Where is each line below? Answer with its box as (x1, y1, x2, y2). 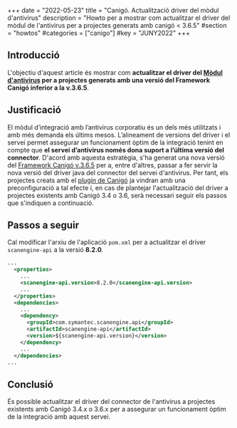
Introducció (7, 49, 60, 61)
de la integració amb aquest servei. (7, 412, 111, 421)
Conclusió (7, 378, 53, 390)
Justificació (7, 104, 62, 116)
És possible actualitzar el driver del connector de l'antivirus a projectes (7, 397, 216, 406)
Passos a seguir (7, 219, 80, 231)
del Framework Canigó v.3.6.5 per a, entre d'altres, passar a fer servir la (7, 160, 218, 169)
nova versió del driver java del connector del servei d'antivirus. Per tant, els (7, 168, 229, 177)
